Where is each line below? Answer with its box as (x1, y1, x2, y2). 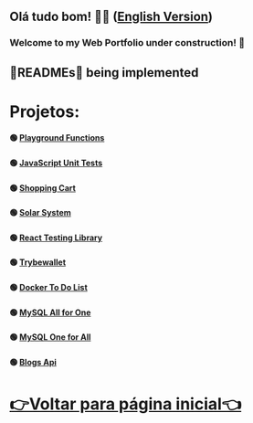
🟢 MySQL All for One (9, 307, 91, 318)
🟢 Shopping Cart (9, 182, 76, 193)
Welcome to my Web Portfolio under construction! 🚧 (9, 37, 245, 49)
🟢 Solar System (9, 207, 71, 218)
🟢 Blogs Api (9, 356, 58, 367)
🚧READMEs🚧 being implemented (9, 65, 199, 80)
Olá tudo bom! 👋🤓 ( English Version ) (9, 9, 213, 25)
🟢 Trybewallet (9, 257, 67, 268)
